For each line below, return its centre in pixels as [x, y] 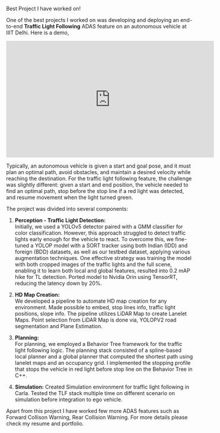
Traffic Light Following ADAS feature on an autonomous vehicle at [105, 26]
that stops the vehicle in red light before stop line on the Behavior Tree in [103, 369]
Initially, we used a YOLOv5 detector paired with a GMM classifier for [99, 227]
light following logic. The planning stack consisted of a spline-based [98, 350]
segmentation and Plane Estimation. [58, 326]
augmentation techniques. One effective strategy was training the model [103, 258]
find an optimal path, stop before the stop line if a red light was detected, [95, 191]
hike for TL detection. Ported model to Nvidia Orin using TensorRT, [96, 277]
